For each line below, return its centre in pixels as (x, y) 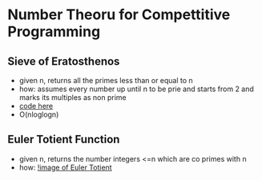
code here (36, 106)
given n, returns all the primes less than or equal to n (106, 80)
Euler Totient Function (64, 140)
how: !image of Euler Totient (66, 167)
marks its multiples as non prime (73, 97)
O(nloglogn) (39, 114)
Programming (54, 32)
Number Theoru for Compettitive (119, 15)
